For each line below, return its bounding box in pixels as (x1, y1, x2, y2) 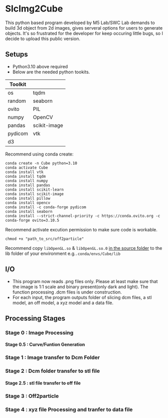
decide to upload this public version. (5, 36, 80, 42)
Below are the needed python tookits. (12, 69, 90, 75)
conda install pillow (5, 196, 51, 201)
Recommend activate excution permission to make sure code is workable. (5, 226, 158, 232)
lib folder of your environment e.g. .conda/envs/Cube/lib (5, 250, 121, 256)
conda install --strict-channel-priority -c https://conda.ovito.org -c (5, 213, 160, 218)
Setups (5, 50, 29, 59)
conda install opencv (5, 200, 51, 205)
